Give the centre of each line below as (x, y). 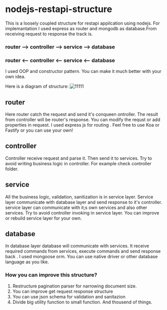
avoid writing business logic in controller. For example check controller (78, 163)
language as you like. (27, 262)
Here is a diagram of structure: (37, 86)
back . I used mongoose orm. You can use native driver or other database (81, 257)
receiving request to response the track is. (49, 34)
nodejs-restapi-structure (59, 9)
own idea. (15, 77)
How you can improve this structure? (51, 275)
